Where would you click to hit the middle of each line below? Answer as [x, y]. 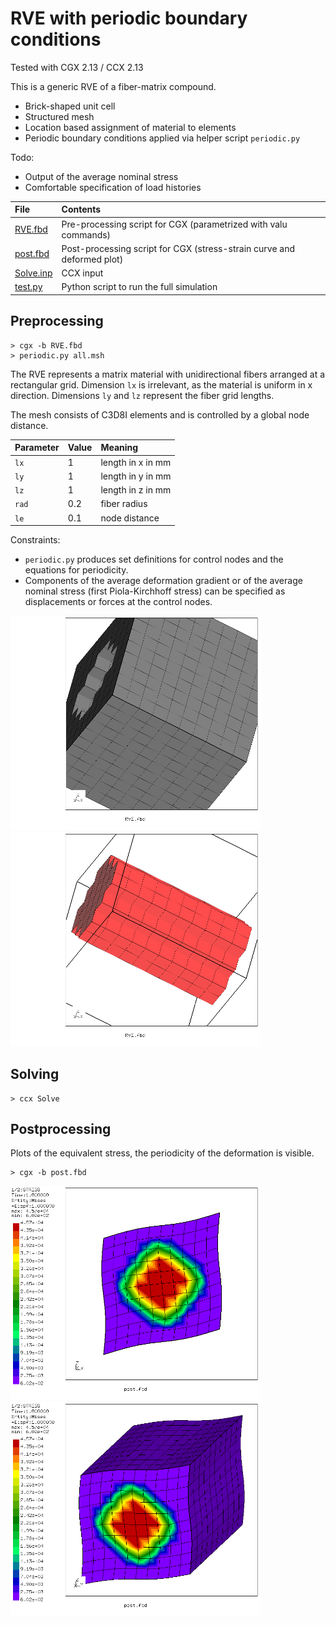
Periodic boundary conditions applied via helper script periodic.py [162, 138]
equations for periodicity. [76, 570]
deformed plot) [92, 259]
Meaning [119, 448]
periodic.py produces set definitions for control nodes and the [154, 559]
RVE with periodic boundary [129, 18]
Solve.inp [33, 273]
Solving [35, 1074]
